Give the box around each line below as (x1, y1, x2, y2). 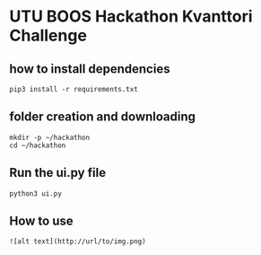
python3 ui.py (9, 189, 63, 198)
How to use (9, 214, 74, 229)
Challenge (9, 25, 88, 46)
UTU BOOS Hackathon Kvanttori (9, 6, 253, 27)
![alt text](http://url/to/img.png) (9, 237, 146, 246)
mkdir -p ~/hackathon (9, 133, 91, 142)
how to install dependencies (9, 61, 170, 76)
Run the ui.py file (9, 165, 106, 180)
